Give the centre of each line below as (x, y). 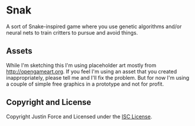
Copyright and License (49, 102)
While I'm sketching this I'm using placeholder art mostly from (81, 65)
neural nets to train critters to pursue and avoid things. (72, 32)
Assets (19, 51)
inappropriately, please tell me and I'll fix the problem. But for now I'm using (98, 77)
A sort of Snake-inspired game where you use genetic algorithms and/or (94, 26)
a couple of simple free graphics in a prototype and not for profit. (85, 84)
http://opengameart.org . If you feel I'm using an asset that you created (92, 71)
